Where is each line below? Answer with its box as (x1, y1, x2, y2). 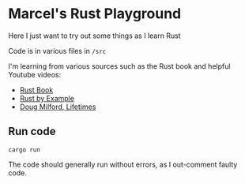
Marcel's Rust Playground (8, 5, 182, 23)
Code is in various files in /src (8, 46, 107, 55)
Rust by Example (19, 93, 75, 103)
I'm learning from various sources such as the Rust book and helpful (8, 61, 231, 71)
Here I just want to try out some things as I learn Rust (8, 31, 181, 40)
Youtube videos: (8, 69, 62, 79)
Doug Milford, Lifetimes (19, 102, 96, 111)
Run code (8, 125, 56, 138)
